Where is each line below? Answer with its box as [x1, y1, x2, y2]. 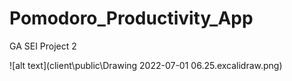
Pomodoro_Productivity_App [9, 7, 254, 30]
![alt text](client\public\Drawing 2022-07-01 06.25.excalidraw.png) [9, 59, 283, 71]
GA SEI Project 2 [9, 40, 77, 52]
